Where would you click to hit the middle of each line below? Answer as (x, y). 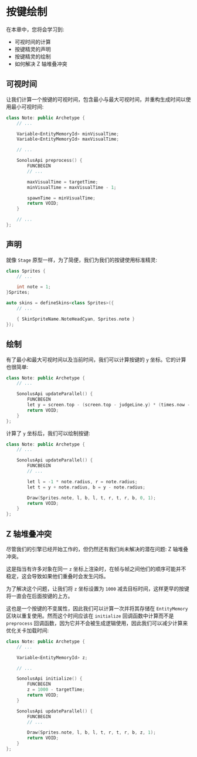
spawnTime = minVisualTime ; (61, 198)
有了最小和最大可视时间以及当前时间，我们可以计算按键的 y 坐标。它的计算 (96, 359)
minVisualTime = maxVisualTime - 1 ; (72, 187)
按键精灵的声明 (33, 49)
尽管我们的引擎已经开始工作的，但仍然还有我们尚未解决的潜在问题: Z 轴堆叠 (97, 549)
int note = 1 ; (34, 287)
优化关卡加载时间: (28, 630)
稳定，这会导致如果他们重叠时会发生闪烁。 (57, 576)
